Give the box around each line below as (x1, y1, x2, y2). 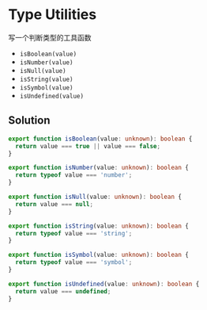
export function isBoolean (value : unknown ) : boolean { (8, 135, 193, 143)
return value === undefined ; (15, 287, 111, 295)
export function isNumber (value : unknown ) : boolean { (8, 164, 190, 172)
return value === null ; (15, 200, 93, 208)
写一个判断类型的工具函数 (8, 33, 92, 42)
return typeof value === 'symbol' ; (15, 258, 133, 266)
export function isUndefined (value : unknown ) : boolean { (8, 280, 200, 288)
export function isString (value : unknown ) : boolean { (8, 222, 190, 230)
